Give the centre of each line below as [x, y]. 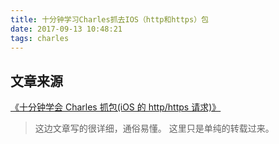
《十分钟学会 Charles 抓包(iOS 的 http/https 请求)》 [116, 107]
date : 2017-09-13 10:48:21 [66, 29]
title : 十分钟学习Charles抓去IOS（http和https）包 [109, 19]
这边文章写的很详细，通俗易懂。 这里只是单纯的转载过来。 [154, 128]
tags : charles [40, 38]
